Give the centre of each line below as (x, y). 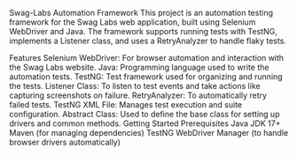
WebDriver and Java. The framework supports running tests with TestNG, (143, 31)
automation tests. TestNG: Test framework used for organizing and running (146, 77)
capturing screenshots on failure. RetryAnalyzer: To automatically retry (138, 95)
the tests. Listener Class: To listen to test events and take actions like (135, 86)
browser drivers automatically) (65, 142)
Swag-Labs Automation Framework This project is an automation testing (141, 13)
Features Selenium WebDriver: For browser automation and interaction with (147, 58)
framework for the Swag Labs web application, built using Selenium (133, 22)
